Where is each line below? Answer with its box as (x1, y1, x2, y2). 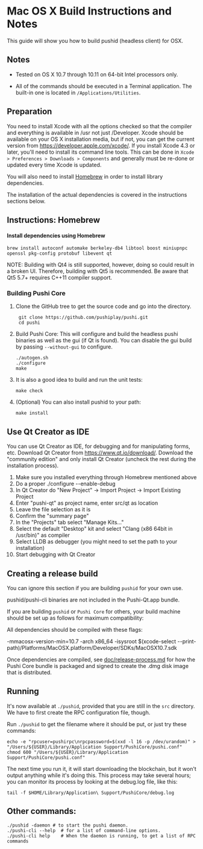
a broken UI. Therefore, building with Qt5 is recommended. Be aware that (7, 267, 189, 275)
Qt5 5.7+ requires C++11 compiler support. (7, 274, 113, 281)
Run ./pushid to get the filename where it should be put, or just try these (7, 720, 187, 727)
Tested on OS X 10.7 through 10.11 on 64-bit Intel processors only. (15, 71, 178, 78)
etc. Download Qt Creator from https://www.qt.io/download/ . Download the (7, 449, 193, 456)
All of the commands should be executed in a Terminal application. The (15, 82, 192, 90)
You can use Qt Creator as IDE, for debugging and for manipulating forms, (7, 443, 190, 450)
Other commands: (7, 806, 77, 816)
